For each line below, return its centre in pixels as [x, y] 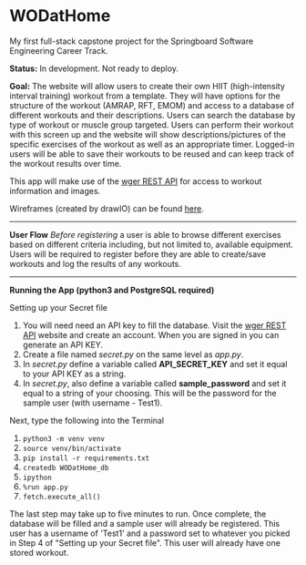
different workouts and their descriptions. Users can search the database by [153, 115]
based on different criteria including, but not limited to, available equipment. [152, 244]
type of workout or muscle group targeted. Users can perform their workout [152, 125]
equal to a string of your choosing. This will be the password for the [149, 393]
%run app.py [45, 487]
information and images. [55, 190]
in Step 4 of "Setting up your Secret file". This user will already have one [145, 542]
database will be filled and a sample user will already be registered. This [145, 523]
